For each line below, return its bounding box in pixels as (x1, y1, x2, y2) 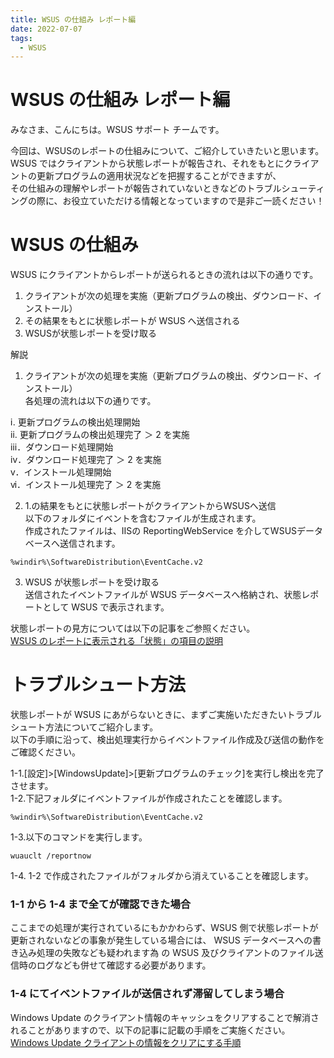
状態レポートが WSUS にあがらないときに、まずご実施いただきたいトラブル (10, 709, 322, 721)
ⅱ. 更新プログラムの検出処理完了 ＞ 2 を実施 (10, 429, 190, 441)
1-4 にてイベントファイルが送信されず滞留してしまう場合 (10, 987, 285, 1001)
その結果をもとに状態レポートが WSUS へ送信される (24, 315, 241, 327)
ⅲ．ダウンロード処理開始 (10, 441, 114, 453)
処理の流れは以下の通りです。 (33, 395, 157, 407)
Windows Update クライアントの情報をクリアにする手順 (10, 1036, 242, 1048)
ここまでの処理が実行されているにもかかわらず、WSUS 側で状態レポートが (10, 922, 319, 934)
